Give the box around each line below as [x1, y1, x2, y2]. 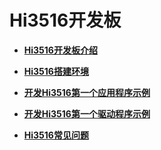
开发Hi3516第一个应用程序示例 [23, 86, 151, 98]
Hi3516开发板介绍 [23, 44, 98, 56]
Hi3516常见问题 [23, 129, 89, 141]
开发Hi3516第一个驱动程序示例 [23, 107, 151, 120]
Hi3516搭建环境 [23, 65, 89, 77]
